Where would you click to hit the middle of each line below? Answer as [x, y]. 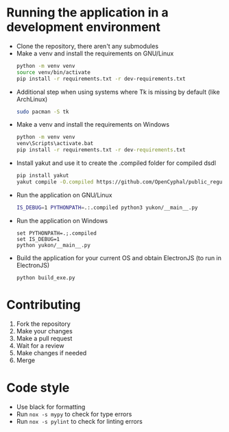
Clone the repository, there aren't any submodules [87, 46]
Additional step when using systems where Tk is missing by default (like [118, 92]
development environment [83, 27]
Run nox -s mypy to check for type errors [74, 414]
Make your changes [44, 331]
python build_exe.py [46, 278]
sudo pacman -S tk [43, 112]
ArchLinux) [32, 99]
